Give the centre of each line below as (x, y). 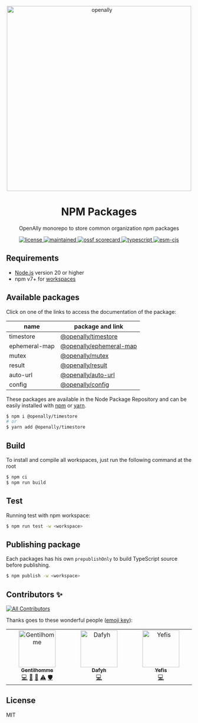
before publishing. (28, 565)
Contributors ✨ (34, 594)
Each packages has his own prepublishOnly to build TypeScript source (92, 559)
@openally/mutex (85, 355)
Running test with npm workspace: (48, 515)
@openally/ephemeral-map (99, 346)
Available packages (43, 298)
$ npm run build (26, 483)
